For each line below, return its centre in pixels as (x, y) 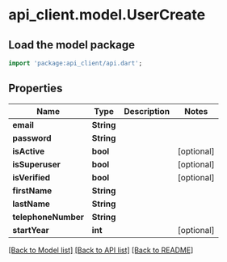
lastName (32, 204)
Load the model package (72, 45)
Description (147, 111)
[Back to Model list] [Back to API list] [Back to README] (101, 250)
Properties (36, 89)
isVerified (32, 177)
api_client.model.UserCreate (107, 15)
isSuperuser (36, 164)
